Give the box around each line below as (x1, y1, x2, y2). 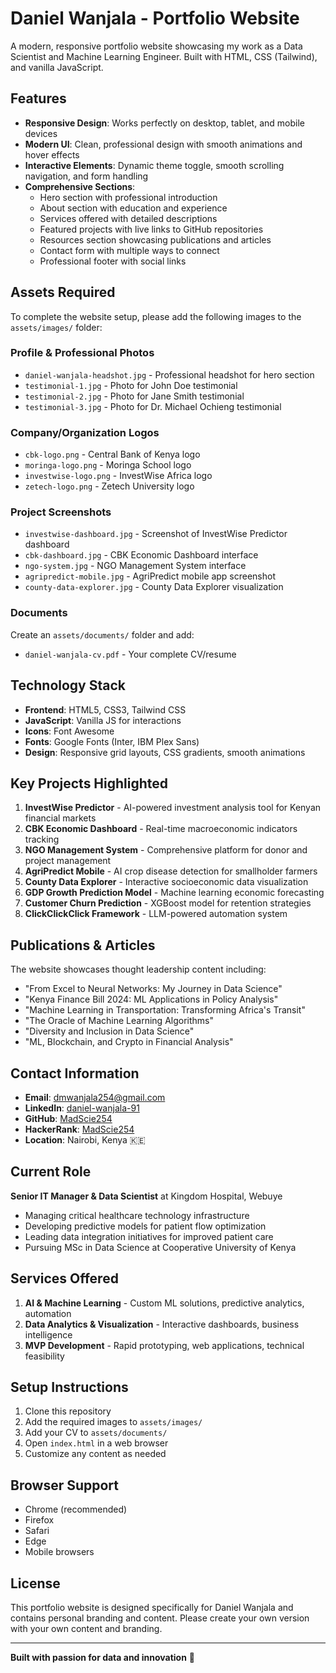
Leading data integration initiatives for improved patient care (24, 1230, 274, 1242)
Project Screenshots (10, 505, 112, 519)
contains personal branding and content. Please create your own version (10, 1612, 310, 1624)
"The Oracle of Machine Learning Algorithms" (24, 1015, 215, 1027)
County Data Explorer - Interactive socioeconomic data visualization (24, 876, 309, 888)
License (10, 1575, 61, 1592)
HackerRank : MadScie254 (24, 1123, 135, 1135)
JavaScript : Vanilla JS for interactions (24, 714, 182, 726)
